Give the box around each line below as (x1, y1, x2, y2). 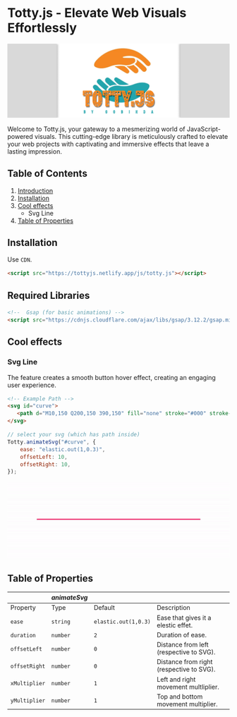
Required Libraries (7, 289, 90, 301)
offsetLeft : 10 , (20, 453, 68, 460)
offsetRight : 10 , (20, 460, 71, 468)
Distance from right (156, 658, 213, 666)
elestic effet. (156, 620, 193, 629)
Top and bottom (156, 692, 203, 701)
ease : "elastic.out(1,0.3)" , (20, 446, 106, 453)
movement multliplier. (156, 682, 220, 691)
